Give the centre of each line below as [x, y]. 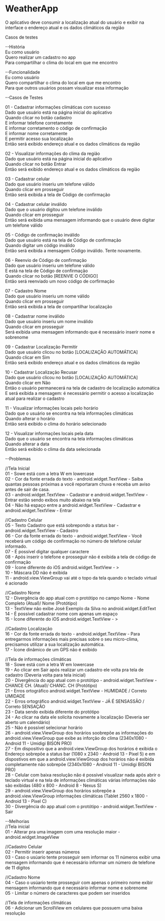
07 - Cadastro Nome [26, 291]
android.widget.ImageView [32, 837]
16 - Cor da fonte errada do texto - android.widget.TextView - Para [73, 633]
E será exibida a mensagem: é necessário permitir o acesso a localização [80, 393]
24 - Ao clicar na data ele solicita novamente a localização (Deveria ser [77, 717]
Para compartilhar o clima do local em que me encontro [62, 62]
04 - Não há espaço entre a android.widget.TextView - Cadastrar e [73, 505]
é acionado [16, 583]
